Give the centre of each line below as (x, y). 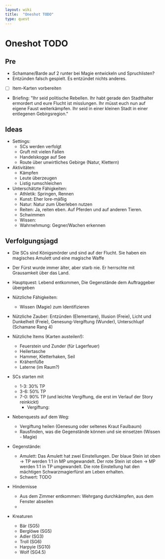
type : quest (17, 19)
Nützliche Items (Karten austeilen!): (48, 337)
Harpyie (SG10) (35, 547)
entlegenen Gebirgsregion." (40, 114)
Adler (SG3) (32, 536)
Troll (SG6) (31, 542)
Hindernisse (24, 487)
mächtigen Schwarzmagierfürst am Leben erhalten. (72, 472)
